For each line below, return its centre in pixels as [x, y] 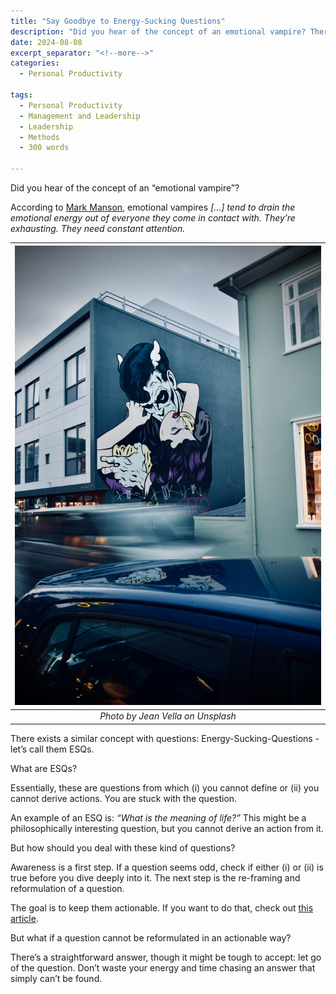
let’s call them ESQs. [52, 749]
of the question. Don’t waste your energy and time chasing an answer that [163, 967]
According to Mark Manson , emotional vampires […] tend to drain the [153, 207]
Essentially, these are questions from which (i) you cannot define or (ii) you [165, 787]
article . [24, 918]
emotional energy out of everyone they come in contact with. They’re [153, 218]
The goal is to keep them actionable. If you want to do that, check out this [162, 907]
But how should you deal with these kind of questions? [123, 847]
